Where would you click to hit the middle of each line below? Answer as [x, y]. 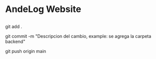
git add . [14, 26]
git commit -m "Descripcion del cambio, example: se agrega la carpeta [78, 36]
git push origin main [26, 51]
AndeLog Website [43, 9]
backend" [15, 41]
